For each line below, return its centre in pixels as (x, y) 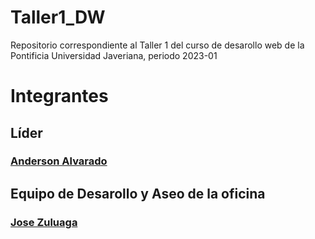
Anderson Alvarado (59, 161)
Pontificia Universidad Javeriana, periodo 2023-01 (114, 55)
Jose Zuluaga (44, 222)
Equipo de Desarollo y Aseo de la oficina (138, 193)
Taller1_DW (58, 17)
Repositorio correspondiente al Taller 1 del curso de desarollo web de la (157, 45)
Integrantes (59, 96)
